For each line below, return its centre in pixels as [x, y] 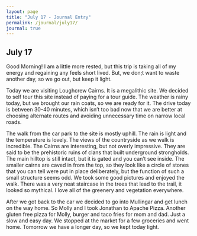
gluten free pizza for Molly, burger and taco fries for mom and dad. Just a [96, 215]
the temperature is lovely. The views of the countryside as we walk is [90, 140]
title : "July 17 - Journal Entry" [49, 17]
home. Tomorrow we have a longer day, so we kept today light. [83, 227]
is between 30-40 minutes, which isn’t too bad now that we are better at [94, 110]
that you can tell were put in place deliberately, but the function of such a [95, 171]
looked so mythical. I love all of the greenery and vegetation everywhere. [95, 190]
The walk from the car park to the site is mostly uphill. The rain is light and [96, 133]
